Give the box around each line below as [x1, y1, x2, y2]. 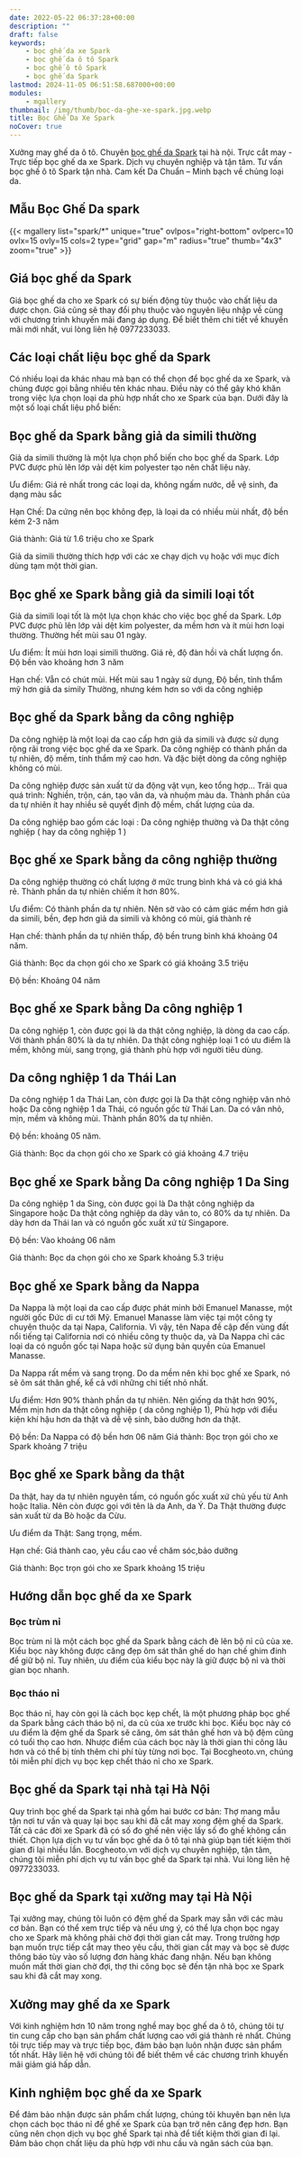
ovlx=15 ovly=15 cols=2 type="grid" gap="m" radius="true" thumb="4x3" [9, 235, 282, 246]
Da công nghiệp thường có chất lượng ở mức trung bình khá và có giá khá [9, 876, 283, 887]
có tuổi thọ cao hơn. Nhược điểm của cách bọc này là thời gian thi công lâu [9, 1736, 288, 1747]
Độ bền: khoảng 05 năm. [9, 1130, 102, 1141]
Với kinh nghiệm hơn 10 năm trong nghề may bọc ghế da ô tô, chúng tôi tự [9, 2021, 284, 2032]
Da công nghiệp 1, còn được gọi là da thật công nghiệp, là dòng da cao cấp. [9, 1025, 290, 1036]
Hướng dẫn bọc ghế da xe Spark [9, 1588, 192, 1604]
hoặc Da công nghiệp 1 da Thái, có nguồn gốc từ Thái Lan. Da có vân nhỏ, [9, 1103, 285, 1114]
